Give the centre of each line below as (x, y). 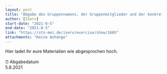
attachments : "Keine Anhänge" (37, 37)
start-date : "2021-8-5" (30, 23)
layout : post (19, 10)
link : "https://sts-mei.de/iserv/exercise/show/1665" (62, 33)
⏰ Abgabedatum (22, 62)
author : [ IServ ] (22, 19)
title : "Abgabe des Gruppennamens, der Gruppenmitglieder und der (75, 14)
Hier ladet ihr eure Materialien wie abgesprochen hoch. (62, 51)
